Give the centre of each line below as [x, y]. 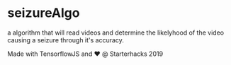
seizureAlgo [44, 13]
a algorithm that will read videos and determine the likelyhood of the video [116, 32]
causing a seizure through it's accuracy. [66, 40]
